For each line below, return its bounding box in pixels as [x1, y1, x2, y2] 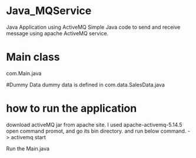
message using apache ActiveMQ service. [6, 29, 109, 36]
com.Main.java [6, 69, 42, 77]
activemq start [11, 133, 46, 140]
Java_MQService [6, 4, 92, 18]
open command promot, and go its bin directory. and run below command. [6, 127, 187, 135]
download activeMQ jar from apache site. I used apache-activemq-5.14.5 [6, 121, 182, 128]
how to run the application [6, 102, 137, 115]
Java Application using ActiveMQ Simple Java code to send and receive [6, 23, 181, 31]
